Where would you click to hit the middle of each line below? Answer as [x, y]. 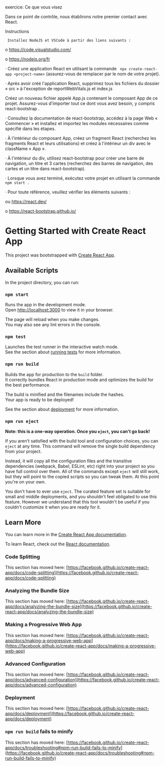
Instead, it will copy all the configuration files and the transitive [68, 461]
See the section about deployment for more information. [62, 409]
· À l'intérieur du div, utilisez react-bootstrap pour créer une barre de [75, 158]
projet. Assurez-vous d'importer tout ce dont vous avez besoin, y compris [80, 103]
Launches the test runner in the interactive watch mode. [62, 347]
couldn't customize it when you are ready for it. [53, 507]
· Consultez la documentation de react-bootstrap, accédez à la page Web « [81, 118]
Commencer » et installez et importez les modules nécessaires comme [77, 123]
